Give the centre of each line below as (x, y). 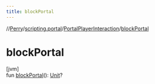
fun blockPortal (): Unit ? (35, 75)
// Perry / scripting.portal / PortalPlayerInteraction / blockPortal (77, 28)
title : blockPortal (30, 12)
